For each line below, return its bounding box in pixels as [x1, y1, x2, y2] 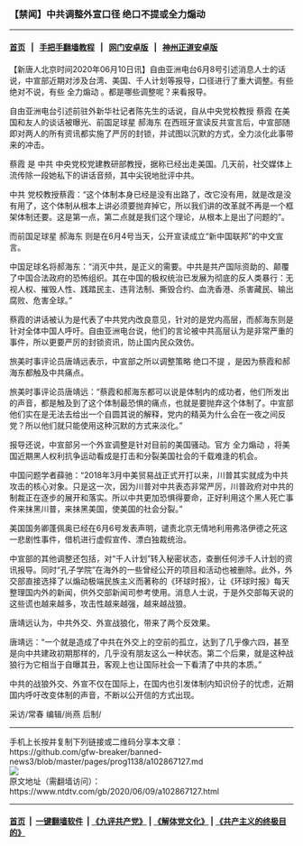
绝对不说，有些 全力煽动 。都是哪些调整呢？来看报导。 [9, 86, 212, 97]
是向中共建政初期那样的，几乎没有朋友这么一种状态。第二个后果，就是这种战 [9, 648, 294, 658]
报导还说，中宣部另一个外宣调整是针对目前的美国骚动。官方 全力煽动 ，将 [9, 439, 282, 450]
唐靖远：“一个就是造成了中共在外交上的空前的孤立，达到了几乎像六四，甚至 [9, 636, 290, 647]
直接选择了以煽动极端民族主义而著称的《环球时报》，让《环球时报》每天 [24, 575, 290, 586]
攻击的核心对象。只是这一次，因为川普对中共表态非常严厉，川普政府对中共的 [9, 481, 294, 492]
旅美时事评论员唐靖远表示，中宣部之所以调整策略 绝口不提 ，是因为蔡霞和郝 [9, 355, 290, 366]
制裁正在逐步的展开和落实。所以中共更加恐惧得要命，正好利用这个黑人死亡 [9, 492, 286, 502]
